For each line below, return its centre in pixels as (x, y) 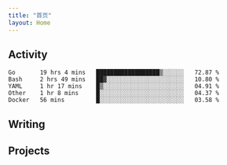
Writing (27, 124)
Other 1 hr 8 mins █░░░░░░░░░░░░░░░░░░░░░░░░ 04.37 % (114, 93)
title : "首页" (30, 15)
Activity (28, 55)
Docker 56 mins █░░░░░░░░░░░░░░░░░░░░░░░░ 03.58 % (114, 100)
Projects (29, 151)
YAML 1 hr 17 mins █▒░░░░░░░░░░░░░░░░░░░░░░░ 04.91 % (114, 86)
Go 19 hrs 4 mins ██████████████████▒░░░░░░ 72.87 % (114, 73)
